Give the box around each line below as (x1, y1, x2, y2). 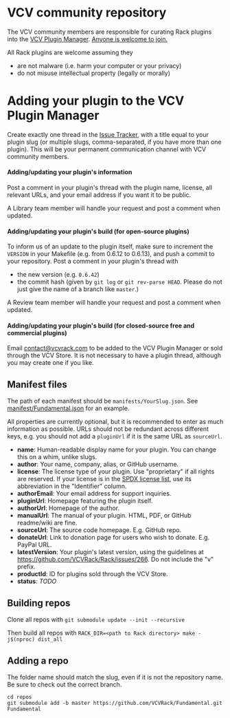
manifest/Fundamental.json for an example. (7, 404, 130, 412)
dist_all (37, 636, 63, 643)
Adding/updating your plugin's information (7, 168, 133, 176)
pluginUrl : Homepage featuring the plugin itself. (16, 497, 153, 505)
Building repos (7, 597, 71, 609)
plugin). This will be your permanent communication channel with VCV (7, 145, 207, 153)
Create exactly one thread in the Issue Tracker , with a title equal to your (7, 130, 209, 138)
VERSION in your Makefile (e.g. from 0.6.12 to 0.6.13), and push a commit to (7, 250, 215, 258)
